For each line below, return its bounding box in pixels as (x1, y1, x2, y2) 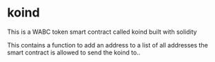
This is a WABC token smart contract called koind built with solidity (7, 28, 198, 36)
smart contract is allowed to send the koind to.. (7, 48, 141, 56)
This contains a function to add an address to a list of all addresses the (7, 41, 208, 49)
